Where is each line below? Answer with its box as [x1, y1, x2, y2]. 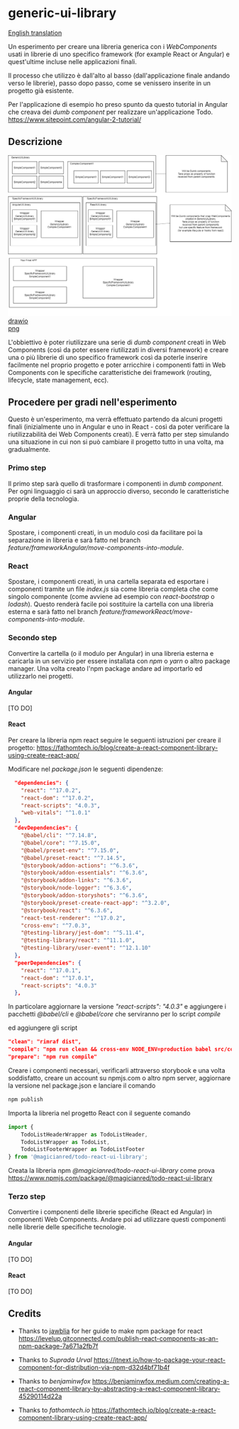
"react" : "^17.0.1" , [21, 967, 82, 974]
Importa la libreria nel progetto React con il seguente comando [8, 1108, 191, 1117]
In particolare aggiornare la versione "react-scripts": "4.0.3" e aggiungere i [8, 1002, 226, 1011]
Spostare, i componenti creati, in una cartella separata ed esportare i [8, 578, 209, 586]
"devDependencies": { [14, 824, 79, 832]
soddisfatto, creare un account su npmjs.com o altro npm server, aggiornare [8, 1073, 231, 1082]
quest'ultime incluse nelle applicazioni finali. [8, 57, 137, 65]
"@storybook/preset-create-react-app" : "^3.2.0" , [21, 899, 171, 906]
